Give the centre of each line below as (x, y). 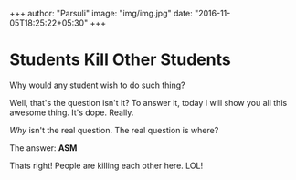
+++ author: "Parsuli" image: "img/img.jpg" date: (101, 13)
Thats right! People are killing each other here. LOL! (106, 165)
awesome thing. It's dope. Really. (72, 112)
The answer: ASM (43, 148)
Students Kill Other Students (120, 60)
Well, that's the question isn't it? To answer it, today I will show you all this (148, 102)
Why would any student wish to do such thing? (97, 85)
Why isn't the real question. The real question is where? (114, 130)
